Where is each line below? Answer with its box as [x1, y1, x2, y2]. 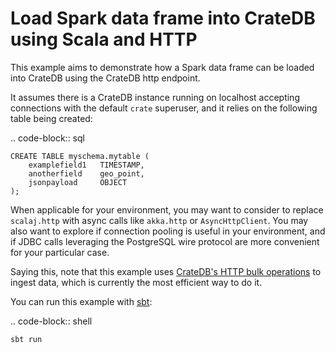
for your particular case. [10, 246, 110, 258]
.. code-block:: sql [10, 132, 85, 144]
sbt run [10, 334, 43, 344]
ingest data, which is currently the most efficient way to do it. [10, 276, 263, 288]
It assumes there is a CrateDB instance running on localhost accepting [10, 91, 300, 103]
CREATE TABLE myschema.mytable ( [10, 151, 150, 161]
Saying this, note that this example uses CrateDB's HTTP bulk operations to [10, 265, 322, 277]
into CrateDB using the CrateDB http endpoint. [10, 72, 201, 84]
